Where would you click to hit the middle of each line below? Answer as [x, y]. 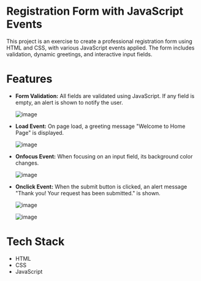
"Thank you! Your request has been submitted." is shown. [88, 193]
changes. [27, 163]
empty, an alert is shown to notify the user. [69, 102]
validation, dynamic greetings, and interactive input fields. [79, 54]
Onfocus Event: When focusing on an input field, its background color [104, 156]
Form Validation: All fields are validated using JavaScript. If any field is [105, 96]
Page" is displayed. [40, 132]
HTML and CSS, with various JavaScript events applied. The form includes [100, 48]
